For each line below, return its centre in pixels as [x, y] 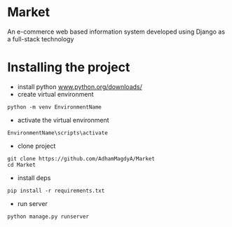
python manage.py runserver [48, 216]
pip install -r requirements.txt [56, 191]
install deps [34, 178]
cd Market [22, 165]
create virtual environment [55, 94]
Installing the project [69, 68]
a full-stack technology [41, 39]
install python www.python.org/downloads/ [80, 87]
